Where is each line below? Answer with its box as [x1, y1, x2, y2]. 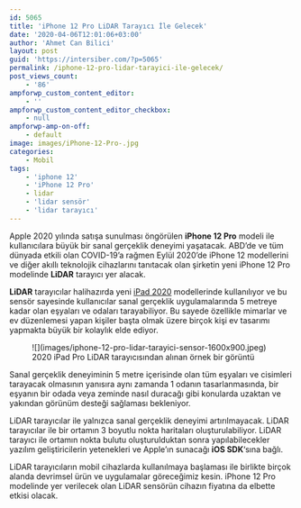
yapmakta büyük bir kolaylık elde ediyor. [9, 324, 160, 335]
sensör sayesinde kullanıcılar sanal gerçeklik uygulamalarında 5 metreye [9, 295, 278, 306]
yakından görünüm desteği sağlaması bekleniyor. [9, 397, 191, 408]
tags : [9, 164, 30, 173]
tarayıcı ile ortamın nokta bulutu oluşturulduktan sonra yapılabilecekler [9, 434, 270, 445]
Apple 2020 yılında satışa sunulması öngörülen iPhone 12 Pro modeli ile [9, 231, 275, 241]
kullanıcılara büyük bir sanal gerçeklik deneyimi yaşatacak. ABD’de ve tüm [9, 240, 284, 250]
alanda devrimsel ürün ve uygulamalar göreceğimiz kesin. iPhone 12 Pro [9, 470, 277, 482]
